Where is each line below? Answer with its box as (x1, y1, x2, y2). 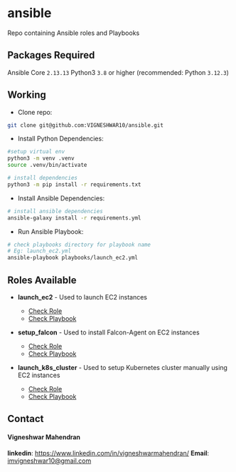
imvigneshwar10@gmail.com (7, 456, 92, 465)
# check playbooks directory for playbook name (7, 241, 151, 248)
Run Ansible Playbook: (17, 227, 84, 236)
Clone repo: (17, 108, 53, 116)
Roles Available (7, 274, 77, 286)
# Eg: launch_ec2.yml (7, 247, 72, 255)
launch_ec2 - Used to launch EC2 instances (17, 293, 148, 301)
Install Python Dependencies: (17, 134, 104, 143)
